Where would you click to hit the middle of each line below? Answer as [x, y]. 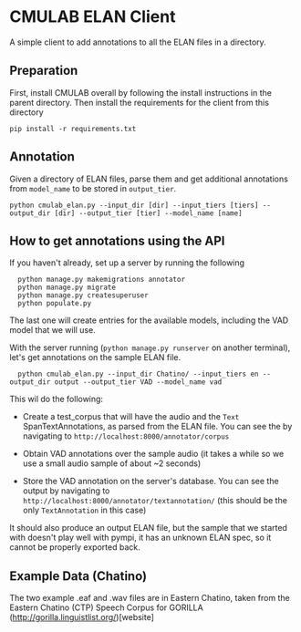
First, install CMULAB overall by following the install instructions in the [140, 92]
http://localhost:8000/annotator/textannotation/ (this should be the [155, 501]
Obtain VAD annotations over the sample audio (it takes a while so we [153, 454]
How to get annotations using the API [117, 240]
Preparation [44, 71]
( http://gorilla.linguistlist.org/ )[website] [82, 617]
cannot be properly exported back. [75, 547]
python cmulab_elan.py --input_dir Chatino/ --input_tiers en [138, 374]
